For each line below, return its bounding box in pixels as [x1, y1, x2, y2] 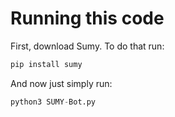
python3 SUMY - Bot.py [10, 97, 97, 107]
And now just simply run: [10, 77, 113, 89]
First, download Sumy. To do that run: [10, 40, 165, 52]
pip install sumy [10, 59, 83, 69]
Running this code [10, 7, 165, 30]
